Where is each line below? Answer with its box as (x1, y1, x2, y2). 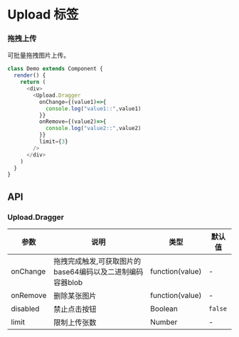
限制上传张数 (53, 318, 97, 328)
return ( (20, 79, 46, 86)
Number (150, 317, 178, 327)
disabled (11, 304, 40, 314)
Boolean (150, 304, 178, 314)
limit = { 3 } (38, 138, 69, 146)
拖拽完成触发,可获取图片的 (53, 257, 142, 267)
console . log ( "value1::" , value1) (45, 105, 142, 112)
